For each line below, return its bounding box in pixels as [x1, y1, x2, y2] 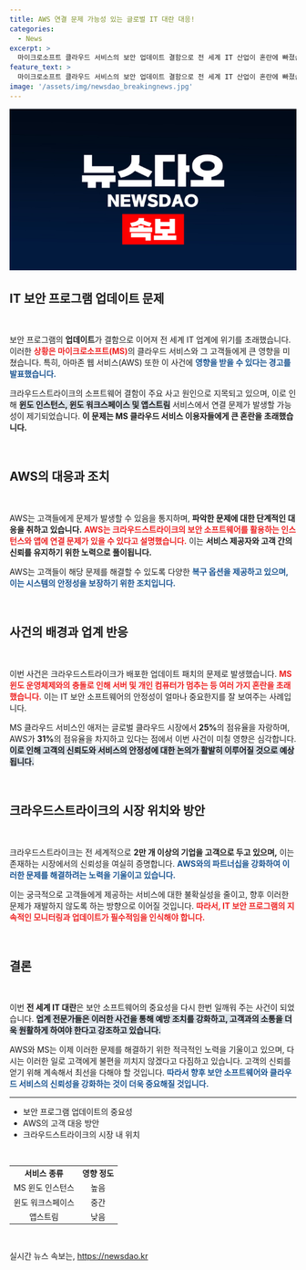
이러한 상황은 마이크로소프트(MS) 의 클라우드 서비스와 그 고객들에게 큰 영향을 [9, 346, 280, 357]
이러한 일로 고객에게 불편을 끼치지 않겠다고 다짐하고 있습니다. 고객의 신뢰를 [25, 1056, 291, 1067]
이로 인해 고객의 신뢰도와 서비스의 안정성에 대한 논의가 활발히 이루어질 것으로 [9, 744, 279, 755]
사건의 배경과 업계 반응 [9, 625, 129, 640]
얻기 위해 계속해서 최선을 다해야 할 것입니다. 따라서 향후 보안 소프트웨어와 [9, 1067, 269, 1078]
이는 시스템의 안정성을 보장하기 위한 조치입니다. [9, 578, 176, 588]
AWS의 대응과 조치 [9, 469, 110, 484]
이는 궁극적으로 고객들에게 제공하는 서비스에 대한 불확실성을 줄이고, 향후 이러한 [9, 889, 290, 900]
